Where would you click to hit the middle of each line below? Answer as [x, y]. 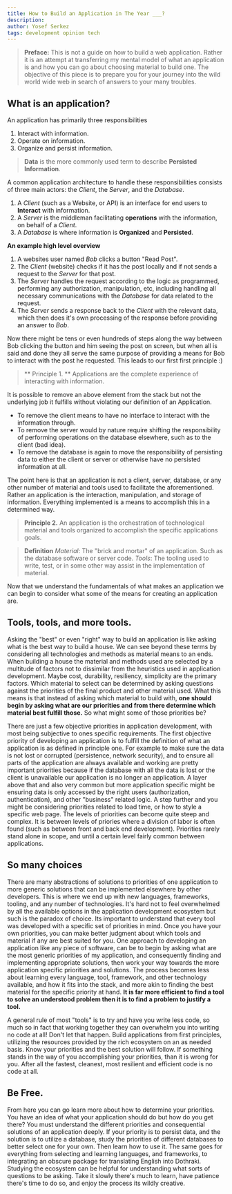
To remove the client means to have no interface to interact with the [114, 416]
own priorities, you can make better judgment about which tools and [104, 933]
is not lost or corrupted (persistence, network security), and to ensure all [110, 755]
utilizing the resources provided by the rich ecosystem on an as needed [109, 1042]
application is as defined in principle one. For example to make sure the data [116, 748]
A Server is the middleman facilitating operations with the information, [117, 218]
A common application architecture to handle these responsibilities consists [115, 182]
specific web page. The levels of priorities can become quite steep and [108, 814]
